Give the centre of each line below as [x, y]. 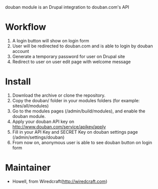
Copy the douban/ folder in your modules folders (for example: [76, 100]
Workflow [26, 27]
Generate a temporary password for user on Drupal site [69, 56]
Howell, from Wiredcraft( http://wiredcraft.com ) [60, 181]
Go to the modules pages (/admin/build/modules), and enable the [79, 111]
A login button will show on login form [51, 40]
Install [18, 82]
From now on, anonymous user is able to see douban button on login [82, 142]
